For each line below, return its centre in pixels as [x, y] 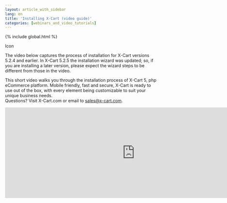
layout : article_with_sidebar [36, 9]
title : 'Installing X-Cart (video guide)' [49, 18]
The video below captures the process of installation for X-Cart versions [77, 56]
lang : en [14, 14]
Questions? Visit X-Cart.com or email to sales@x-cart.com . [64, 101]
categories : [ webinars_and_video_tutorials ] [51, 23]
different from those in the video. [38, 71]
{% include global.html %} [31, 37]
